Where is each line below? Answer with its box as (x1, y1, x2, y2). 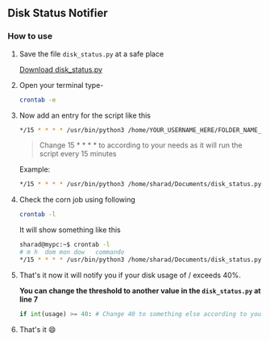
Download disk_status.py (19, 64, 102, 74)
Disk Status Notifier (7, 6, 108, 20)
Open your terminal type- (19, 80, 104, 89)
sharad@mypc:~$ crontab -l (19, 241, 110, 249)
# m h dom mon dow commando (19, 248, 125, 256)
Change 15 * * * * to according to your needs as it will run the (39, 140, 243, 150)
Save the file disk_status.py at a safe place (19, 48, 164, 59)
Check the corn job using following (19, 195, 136, 205)
